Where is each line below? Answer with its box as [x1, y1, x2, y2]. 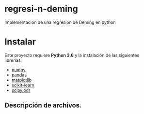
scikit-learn [11, 82, 34, 88]
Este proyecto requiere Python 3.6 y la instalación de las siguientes [4, 52, 140, 58]
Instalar [4, 36, 36, 47]
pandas [11, 71, 27, 78]
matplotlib [11, 77, 32, 83]
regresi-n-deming [4, 3, 78, 14]
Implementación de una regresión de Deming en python [4, 19, 116, 25]
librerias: [4, 57, 22, 63]
